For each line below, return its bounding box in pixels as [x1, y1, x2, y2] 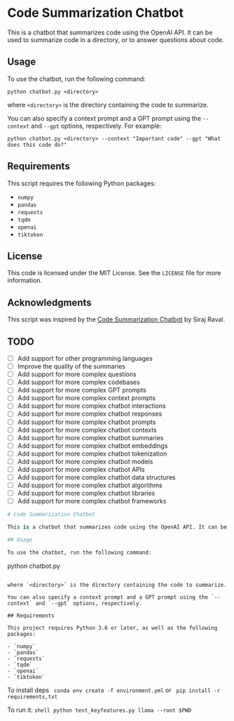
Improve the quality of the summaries [17, 362, 126, 371]
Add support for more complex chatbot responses [17, 409, 163, 418]
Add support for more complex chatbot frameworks [17, 497, 167, 505]
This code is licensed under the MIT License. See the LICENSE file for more [7, 269, 221, 277]
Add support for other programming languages [17, 355, 153, 362]
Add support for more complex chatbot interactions [17, 402, 166, 410]
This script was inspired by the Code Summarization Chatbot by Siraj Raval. [7, 315, 226, 324]
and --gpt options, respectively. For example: [31, 121, 163, 130]
